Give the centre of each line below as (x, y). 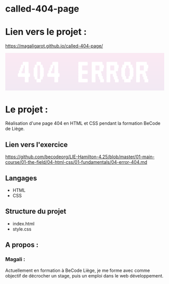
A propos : (22, 245)
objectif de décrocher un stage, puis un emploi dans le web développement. (84, 275)
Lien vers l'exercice (37, 145)
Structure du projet (36, 211)
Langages (21, 178)
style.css (22, 229)
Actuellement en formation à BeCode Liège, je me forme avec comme (78, 270)
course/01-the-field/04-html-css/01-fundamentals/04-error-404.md (76, 162)
